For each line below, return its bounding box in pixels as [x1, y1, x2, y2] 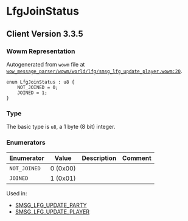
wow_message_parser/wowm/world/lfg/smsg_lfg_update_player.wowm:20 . [6, 67, 183, 74]
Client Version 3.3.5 [6, 29, 83, 39]
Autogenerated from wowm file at [6, 60, 85, 68]
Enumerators [6, 139, 46, 147]
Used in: [6, 190, 27, 197]
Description [82, 154, 117, 162]
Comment [122, 154, 152, 162]
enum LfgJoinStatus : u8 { [6, 79, 75, 85]
